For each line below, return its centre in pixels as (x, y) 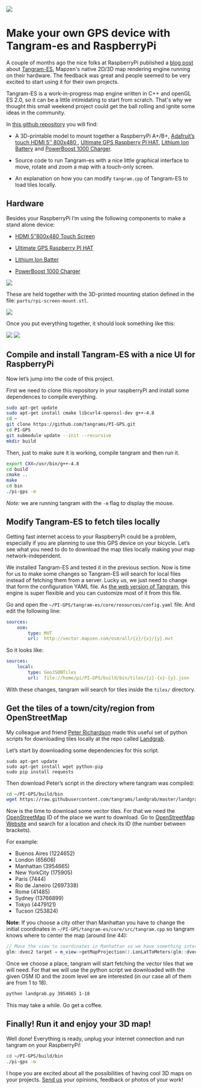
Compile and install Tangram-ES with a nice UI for (101, 355)
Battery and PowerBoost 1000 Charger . (63, 149)
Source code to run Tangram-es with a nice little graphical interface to (102, 160)
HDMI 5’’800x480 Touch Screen (55, 236)
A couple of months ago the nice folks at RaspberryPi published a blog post (100, 63)
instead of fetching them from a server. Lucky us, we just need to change (97, 580)
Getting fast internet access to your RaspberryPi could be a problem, (91, 536)
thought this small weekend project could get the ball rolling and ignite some (101, 106)
